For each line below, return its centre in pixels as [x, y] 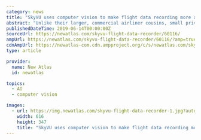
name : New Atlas [32, 67]
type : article [24, 51]
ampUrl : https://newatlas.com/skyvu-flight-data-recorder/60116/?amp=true [101, 39]
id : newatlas [28, 72]
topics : [16, 83]
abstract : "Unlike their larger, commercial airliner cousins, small [95, 23]
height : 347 [32, 122]
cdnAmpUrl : [20, 45]
